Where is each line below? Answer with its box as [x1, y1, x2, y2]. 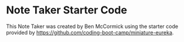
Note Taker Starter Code [6, 3, 128, 17]
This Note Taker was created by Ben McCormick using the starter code [6, 23, 178, 30]
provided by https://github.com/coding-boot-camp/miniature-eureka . [6, 29, 174, 36]
